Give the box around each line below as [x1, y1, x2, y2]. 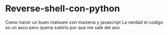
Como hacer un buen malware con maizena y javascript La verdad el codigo [5, 19, 163, 25]
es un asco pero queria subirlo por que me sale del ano [5, 24, 120, 30]
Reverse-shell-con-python [5, 3, 120, 14]
